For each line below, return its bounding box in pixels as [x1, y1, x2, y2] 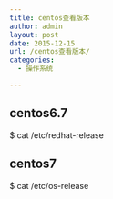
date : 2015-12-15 [9, 38, 76, 48]
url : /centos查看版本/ [9, 47, 90, 56]
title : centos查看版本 [9, 13, 90, 23]
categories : [9, 55, 55, 65]
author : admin [9, 22, 64, 31]
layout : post [9, 30, 59, 39]
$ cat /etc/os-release [9, 180, 89, 191]
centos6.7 [9, 105, 68, 121]
